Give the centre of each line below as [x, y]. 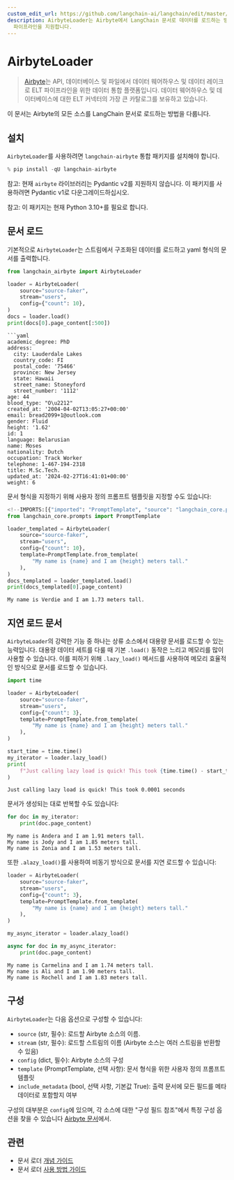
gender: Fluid [28, 421]
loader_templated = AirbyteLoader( [59, 528]
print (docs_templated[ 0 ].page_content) [65, 587]
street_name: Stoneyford [49, 384]
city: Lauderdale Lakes [48, 354]
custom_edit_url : [32, 14]
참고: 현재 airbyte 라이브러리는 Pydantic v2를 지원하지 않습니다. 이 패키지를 [111, 184]
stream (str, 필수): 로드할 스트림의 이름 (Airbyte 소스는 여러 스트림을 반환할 [119, 1042]
